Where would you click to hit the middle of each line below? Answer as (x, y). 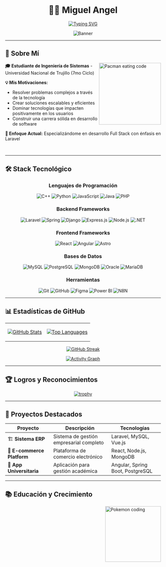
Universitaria (23, 471)
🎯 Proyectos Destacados (44, 414)
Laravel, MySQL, (130, 436)
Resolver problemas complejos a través (52, 92)
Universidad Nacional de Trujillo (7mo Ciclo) (50, 73)
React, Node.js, (129, 451)
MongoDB (123, 457)
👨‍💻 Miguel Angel (83, 10)
